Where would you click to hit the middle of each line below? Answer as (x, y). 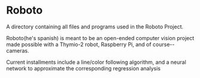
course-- (164, 44)
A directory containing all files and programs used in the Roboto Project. (95, 27)
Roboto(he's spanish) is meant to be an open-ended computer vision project (100, 38)
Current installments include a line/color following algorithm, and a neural (96, 62)
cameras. (18, 50)
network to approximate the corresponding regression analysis (84, 68)
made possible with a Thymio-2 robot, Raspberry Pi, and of (79, 44)
